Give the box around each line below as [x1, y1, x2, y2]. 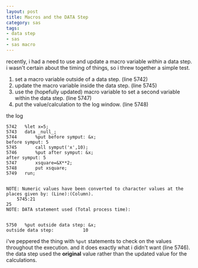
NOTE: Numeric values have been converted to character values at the [6, 186, 184, 192]
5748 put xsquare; [6, 165, 67, 171]
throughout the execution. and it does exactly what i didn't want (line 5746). [6, 244, 190, 251]
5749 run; [6, 170, 35, 176]
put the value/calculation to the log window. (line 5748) [14, 101, 149, 108]
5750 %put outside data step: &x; [6, 222, 96, 228]
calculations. [6, 256, 37, 263]
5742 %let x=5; [6, 124, 49, 130]
